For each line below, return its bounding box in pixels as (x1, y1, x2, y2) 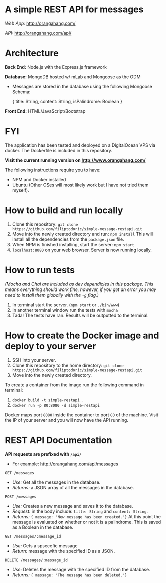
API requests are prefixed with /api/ (5, 451, 82, 457)
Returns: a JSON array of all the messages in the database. (12, 484, 134, 490)
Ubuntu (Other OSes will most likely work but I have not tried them (12, 182, 149, 188)
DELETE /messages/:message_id (5, 557, 68, 563)
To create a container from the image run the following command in (5, 382, 144, 388)
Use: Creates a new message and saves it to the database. (12, 503, 133, 509)
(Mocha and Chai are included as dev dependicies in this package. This (5, 281, 154, 287)
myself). (12, 187, 29, 193)
